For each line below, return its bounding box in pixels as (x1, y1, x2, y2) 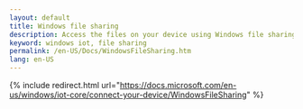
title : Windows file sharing (9, 22, 119, 31)
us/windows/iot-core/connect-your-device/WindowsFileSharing (9, 89, 247, 100)
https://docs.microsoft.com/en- (120, 80, 237, 90)
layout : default (9, 13, 70, 23)
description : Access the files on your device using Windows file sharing (9, 30, 297, 39)
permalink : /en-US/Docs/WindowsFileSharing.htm (9, 47, 192, 56)
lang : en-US (9, 55, 54, 64)
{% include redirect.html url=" (9, 80, 121, 90)
